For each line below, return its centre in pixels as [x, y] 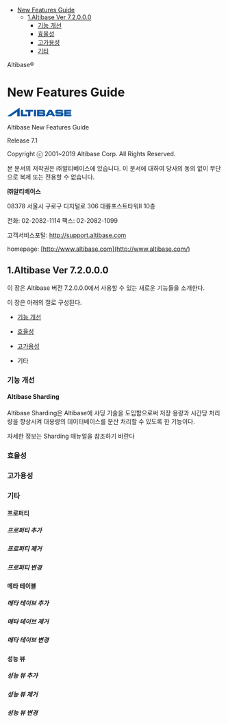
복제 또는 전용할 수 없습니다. [57, 177]
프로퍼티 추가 [25, 530]
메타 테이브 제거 [28, 621]
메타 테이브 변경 [28, 640]
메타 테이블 [22, 586]
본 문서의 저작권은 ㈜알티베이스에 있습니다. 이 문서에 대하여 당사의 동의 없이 [108, 168]
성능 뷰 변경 [23, 713]
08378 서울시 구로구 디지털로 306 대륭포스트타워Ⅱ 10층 [81, 206]
